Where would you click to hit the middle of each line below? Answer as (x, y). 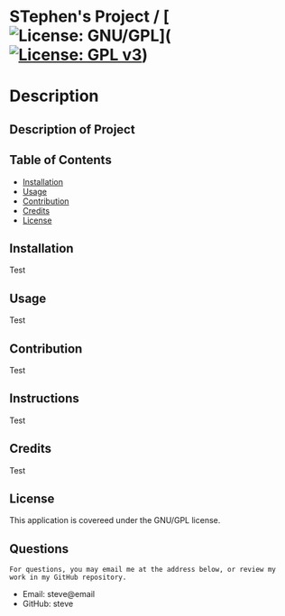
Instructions (44, 399)
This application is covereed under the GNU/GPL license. (115, 520)
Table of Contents (61, 160)
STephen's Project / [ (89, 17)
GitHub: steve (48, 604)
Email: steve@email (59, 594)
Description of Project (72, 129)
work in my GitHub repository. (68, 578)
